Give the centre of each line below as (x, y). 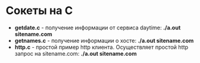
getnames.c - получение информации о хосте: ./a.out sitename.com (104, 40)
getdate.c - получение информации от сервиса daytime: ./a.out (98, 28)
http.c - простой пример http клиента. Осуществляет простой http (102, 47)
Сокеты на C (39, 11)
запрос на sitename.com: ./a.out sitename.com (76, 53)
